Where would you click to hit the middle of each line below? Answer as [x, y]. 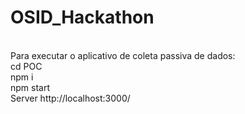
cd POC [26, 66]
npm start [30, 87]
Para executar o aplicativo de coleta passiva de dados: [123, 55]
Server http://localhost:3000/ [70, 98]
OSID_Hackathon [82, 17]
